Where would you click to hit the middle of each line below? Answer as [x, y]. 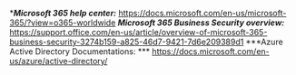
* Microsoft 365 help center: [63, 13]
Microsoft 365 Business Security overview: [201, 23]
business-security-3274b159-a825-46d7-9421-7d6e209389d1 [127, 42]
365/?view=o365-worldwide [63, 23]
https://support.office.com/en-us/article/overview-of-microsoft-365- [138, 32]
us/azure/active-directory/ [59, 61]
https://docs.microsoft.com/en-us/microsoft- [202, 13]
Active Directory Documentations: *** [80, 52]
